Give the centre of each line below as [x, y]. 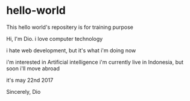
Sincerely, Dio [24, 91]
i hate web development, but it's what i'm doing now [71, 50]
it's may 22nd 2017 [30, 80]
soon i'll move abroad [33, 68]
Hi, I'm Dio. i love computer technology [55, 38]
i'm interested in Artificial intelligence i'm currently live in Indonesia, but [95, 62]
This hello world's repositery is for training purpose [70, 27]
